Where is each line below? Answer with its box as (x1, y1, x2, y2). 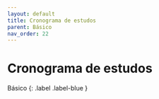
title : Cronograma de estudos (7, 17, 97, 24)
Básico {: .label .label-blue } (7, 84, 88, 93)
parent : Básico (7, 23, 52, 30)
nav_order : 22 (7, 30, 49, 37)
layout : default (7, 10, 55, 18)
